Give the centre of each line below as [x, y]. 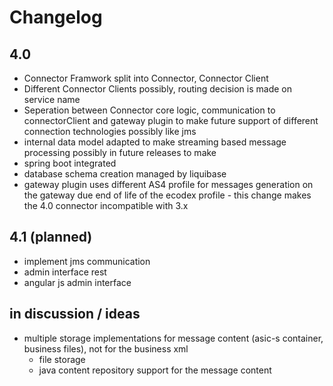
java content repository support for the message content [155, 370]
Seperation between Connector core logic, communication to [149, 110]
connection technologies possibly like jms [110, 131]
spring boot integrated [70, 163]
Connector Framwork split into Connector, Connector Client [146, 78]
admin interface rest [65, 272]
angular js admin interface [77, 282]
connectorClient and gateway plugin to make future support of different [171, 120]
